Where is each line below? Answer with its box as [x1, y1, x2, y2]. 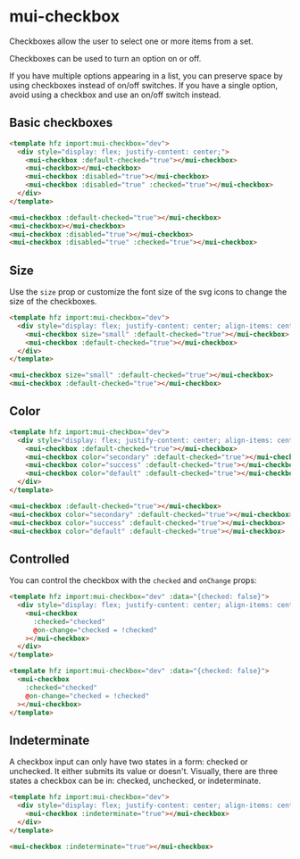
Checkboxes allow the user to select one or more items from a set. [9, 36, 254, 46]
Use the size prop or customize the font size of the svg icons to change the [9, 287, 287, 297]
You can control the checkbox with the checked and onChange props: [9, 575, 257, 586]
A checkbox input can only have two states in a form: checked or [9, 756, 248, 767]
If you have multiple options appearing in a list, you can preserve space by [9, 70, 283, 81]
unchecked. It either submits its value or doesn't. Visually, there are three [9, 766, 279, 777]
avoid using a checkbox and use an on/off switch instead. [9, 89, 221, 100]
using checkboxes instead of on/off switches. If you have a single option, [9, 79, 279, 90]
